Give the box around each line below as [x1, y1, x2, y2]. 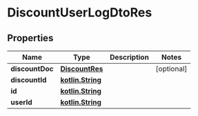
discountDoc [10, 64, 54, 73]
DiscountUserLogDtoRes [7, 5, 152, 21]
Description [109, 53, 150, 62]
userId [10, 97, 32, 107]
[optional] [155, 64, 188, 73]
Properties [7, 32, 54, 44]
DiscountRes [60, 64, 103, 73]
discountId [10, 76, 47, 84]
